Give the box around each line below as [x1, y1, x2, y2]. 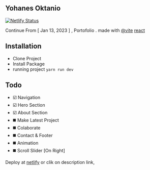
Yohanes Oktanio [5, 4, 61, 13]
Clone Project [12, 55, 42, 61]
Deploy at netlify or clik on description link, [5, 159, 95, 165]
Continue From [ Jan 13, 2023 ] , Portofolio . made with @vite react [5, 27, 145, 33]
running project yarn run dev [12, 66, 74, 72]
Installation [5, 42, 42, 51]
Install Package [12, 61, 45, 67]
